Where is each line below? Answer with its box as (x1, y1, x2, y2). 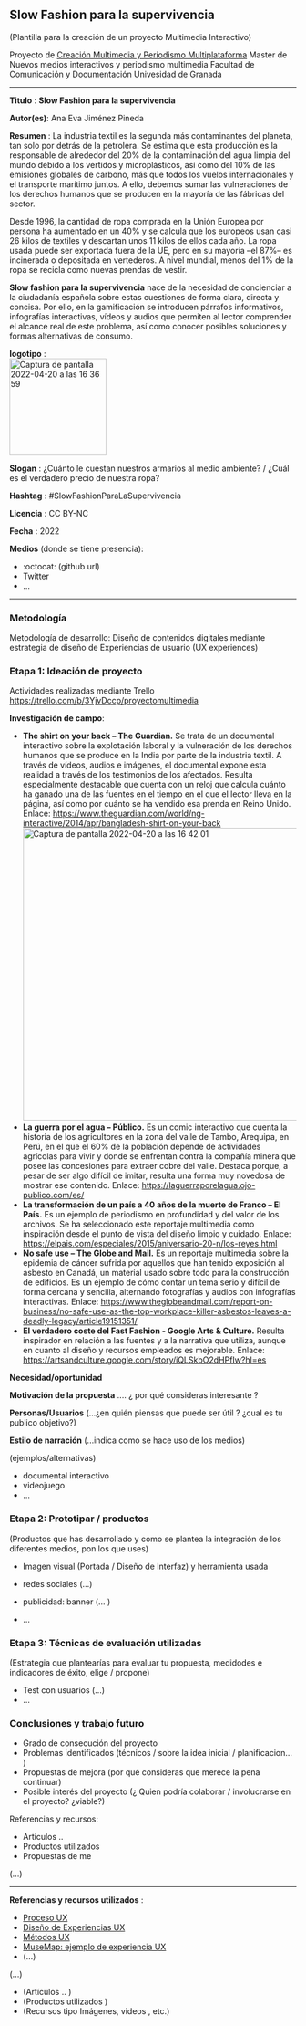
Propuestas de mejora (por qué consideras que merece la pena (22, 1767, 260, 1778)
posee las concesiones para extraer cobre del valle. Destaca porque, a (22, 1161, 289, 1172)
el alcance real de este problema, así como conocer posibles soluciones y (9, 320, 287, 331)
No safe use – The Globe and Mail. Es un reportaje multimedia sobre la (22, 1248, 290, 1258)
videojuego (22, 1480, 66, 1491)
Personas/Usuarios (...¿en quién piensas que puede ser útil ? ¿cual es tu (9, 1407, 283, 1418)
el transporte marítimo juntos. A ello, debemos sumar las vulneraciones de (9, 178, 289, 190)
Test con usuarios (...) (22, 1685, 106, 1696)
